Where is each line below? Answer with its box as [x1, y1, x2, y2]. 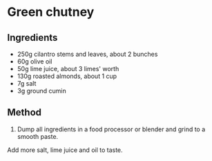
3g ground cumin [17, 87, 67, 95]
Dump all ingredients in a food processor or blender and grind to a [17, 125, 206, 133]
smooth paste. [17, 132, 59, 140]
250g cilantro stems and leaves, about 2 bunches [17, 50, 158, 58]
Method [7, 106, 42, 118]
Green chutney [7, 4, 95, 20]
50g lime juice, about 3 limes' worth [17, 65, 119, 73]
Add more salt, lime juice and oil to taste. [7, 146, 123, 154]
